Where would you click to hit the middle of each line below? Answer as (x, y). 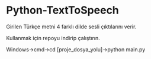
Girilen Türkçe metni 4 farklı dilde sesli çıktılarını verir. (71, 27)
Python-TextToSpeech (63, 10)
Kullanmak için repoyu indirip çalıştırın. (53, 38)
